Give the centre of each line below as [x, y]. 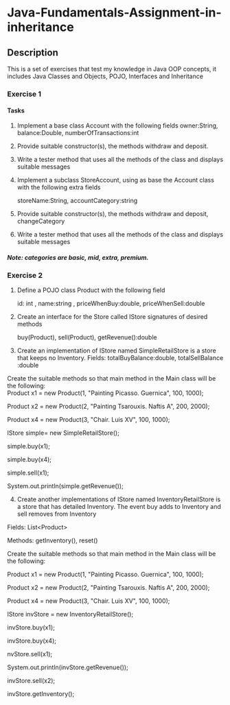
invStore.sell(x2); [31, 681]
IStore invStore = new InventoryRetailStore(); [70, 614]
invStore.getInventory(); [41, 694]
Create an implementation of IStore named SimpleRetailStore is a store [116, 350]
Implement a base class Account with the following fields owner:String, [117, 126]
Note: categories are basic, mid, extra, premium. [78, 257]
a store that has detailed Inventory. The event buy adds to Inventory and [119, 507]
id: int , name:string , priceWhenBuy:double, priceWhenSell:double [111, 304]
